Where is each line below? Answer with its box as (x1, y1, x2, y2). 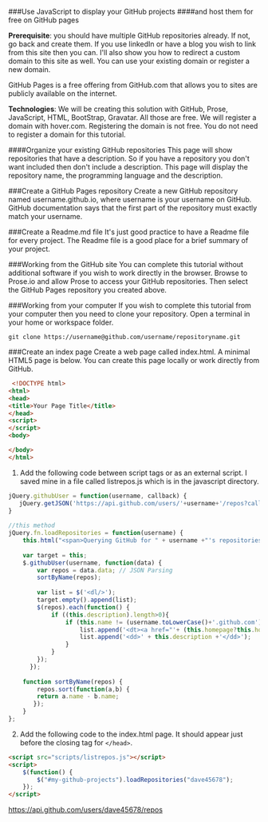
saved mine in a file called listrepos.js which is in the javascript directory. (19, 476, 259, 486)
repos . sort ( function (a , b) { (37, 685, 130, 693)
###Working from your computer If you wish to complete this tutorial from (8, 301, 251, 310)
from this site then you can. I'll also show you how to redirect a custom (8, 48, 241, 57)
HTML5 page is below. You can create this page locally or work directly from (8, 356, 260, 365)
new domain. (8, 65, 51, 74)
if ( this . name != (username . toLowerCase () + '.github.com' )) (65, 618, 266, 626)
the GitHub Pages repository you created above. (8, 285, 167, 294)
